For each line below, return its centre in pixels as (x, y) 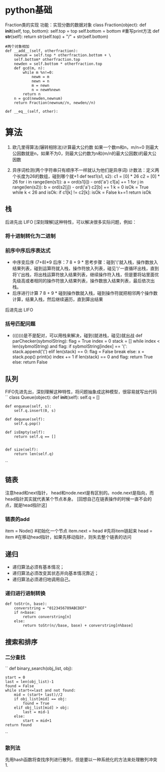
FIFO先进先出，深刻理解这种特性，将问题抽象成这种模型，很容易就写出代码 (81, 392)
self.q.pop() (27, 424)
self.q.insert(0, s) (35, 411)
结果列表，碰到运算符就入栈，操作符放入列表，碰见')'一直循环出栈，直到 (85, 268)
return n (32, 94)
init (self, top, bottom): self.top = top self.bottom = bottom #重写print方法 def (82, 31)
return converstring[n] (47, 617)
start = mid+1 (37, 721)
